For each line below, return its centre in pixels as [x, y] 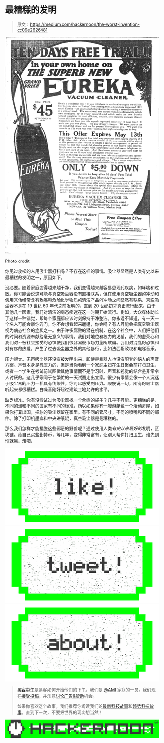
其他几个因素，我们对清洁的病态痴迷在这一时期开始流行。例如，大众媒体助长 [82, 312]
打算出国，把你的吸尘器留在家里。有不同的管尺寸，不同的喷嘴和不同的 [84, 412]
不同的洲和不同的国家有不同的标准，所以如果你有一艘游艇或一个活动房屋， [80, 406]
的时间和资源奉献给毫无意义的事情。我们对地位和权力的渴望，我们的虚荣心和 [82, 336]
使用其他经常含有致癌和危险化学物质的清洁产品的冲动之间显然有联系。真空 [80, 300]
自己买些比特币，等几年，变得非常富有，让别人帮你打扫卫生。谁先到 [90, 434]
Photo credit [18, 261]
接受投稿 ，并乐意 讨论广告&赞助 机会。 [59, 696]
